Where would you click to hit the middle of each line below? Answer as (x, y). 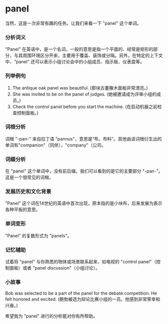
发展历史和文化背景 (28, 191)
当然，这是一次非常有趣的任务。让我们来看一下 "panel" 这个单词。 (73, 23)
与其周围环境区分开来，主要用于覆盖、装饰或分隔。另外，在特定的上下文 (88, 55)
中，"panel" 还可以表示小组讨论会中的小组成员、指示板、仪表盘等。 (75, 62)
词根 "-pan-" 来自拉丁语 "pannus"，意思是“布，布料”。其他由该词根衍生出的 (83, 138)
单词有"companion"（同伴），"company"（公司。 (55, 145)
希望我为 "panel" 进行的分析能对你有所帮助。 (51, 316)
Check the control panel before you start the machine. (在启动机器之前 (85, 106)
